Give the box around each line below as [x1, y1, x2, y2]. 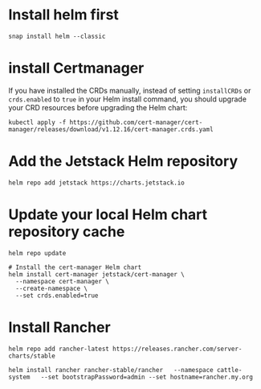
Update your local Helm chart [8, 205, 208, 223]
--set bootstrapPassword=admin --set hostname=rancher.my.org [40, 373, 253, 381]
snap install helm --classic [8, 32, 106, 40]
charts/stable [8, 352, 56, 360]
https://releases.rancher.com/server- [112, 345, 243, 353]
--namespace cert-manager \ [15, 277, 110, 285]
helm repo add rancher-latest [8, 345, 110, 353]
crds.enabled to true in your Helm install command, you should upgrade [8, 94, 247, 104]
